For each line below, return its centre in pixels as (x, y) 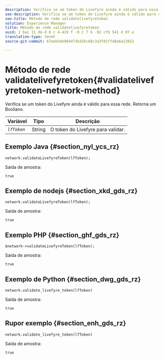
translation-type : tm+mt (30, 37)
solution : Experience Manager (36, 23)
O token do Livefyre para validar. (88, 129)
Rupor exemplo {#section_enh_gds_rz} (66, 323)
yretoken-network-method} (63, 90)
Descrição (88, 121)
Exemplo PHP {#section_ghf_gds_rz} (62, 235)
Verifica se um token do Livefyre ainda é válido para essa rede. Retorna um (81, 104)
